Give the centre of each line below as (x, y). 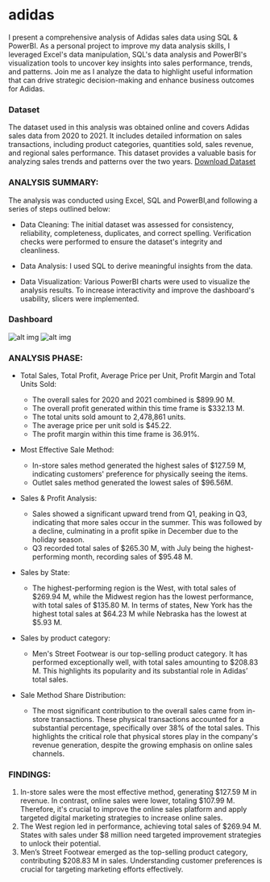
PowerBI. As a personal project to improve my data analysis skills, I (119, 45)
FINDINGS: (29, 775)
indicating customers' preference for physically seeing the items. (140, 474)
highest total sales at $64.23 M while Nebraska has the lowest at (139, 614)
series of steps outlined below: (59, 208)
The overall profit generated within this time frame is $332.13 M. (138, 409)
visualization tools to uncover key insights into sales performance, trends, (131, 63)
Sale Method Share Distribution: (73, 695)
